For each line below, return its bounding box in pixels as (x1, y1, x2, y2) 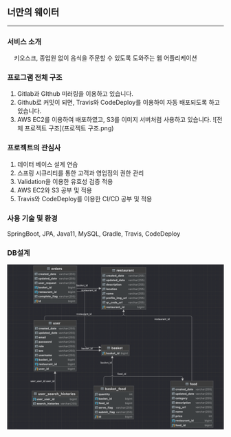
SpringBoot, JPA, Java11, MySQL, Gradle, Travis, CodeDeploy (7, 230, 181, 238)
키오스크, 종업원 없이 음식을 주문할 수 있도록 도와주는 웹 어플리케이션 (13, 54, 197, 62)
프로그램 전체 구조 (7, 73, 63, 83)
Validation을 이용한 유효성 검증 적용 (16, 177, 113, 185)
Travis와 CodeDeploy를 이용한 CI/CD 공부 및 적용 (16, 194, 153, 203)
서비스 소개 (7, 37, 42, 46)
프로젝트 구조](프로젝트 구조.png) (24, 124, 114, 132)
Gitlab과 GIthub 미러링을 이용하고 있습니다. (16, 90, 134, 98)
